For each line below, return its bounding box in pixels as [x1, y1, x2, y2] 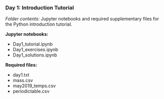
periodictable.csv [12, 88, 50, 94]
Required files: [5, 62, 37, 68]
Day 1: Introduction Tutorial [5, 4, 74, 11]
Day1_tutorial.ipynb [12, 41, 53, 47]
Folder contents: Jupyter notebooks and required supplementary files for [5, 16, 159, 22]
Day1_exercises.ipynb [12, 47, 58, 53]
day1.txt [12, 72, 30, 78]
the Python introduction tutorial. [5, 21, 73, 27]
